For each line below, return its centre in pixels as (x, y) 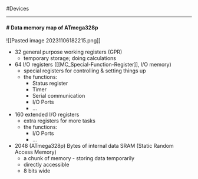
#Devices (18, 9)
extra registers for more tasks (59, 121)
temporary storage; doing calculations (70, 58)
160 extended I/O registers (47, 115)
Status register (50, 83)
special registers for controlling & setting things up (85, 71)
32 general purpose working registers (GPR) (68, 52)
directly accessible (46, 165)
